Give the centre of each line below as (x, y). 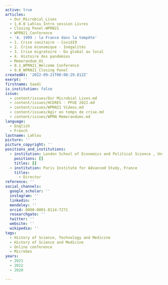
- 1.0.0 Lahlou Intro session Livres (49, 24)
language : (15, 121)
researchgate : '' (28, 214)
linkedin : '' (23, 200)
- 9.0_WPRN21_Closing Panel (39, 70)
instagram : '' (24, 195)
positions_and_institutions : (35, 149)
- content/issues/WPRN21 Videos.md (47, 107)
